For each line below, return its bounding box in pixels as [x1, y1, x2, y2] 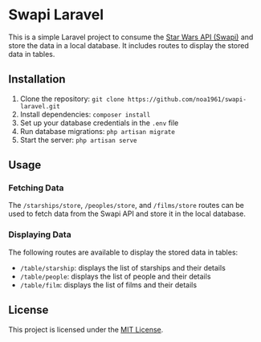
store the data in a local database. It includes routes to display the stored [8, 40, 249, 50]
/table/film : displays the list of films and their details [19, 279, 198, 290]
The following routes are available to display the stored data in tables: [8, 247, 239, 257]
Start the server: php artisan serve [19, 135, 137, 145]
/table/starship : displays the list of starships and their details [19, 263, 226, 272]
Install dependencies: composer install [19, 109, 151, 119]
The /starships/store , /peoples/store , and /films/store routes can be [8, 201, 245, 210]
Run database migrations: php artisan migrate [19, 126, 175, 136]
